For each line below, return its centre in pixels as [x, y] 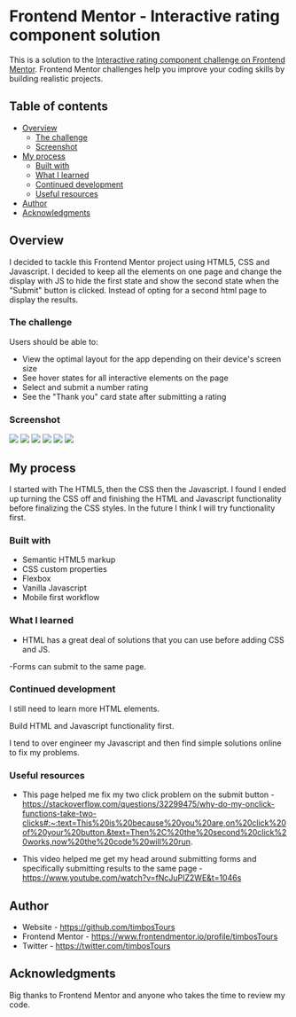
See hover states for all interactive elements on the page [125, 378]
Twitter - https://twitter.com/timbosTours [96, 945]
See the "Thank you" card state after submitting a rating [124, 396]
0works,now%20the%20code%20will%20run [106, 842]
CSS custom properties [65, 569]
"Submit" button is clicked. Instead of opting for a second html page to [138, 290]
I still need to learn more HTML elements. [84, 708]
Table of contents [58, 107]
